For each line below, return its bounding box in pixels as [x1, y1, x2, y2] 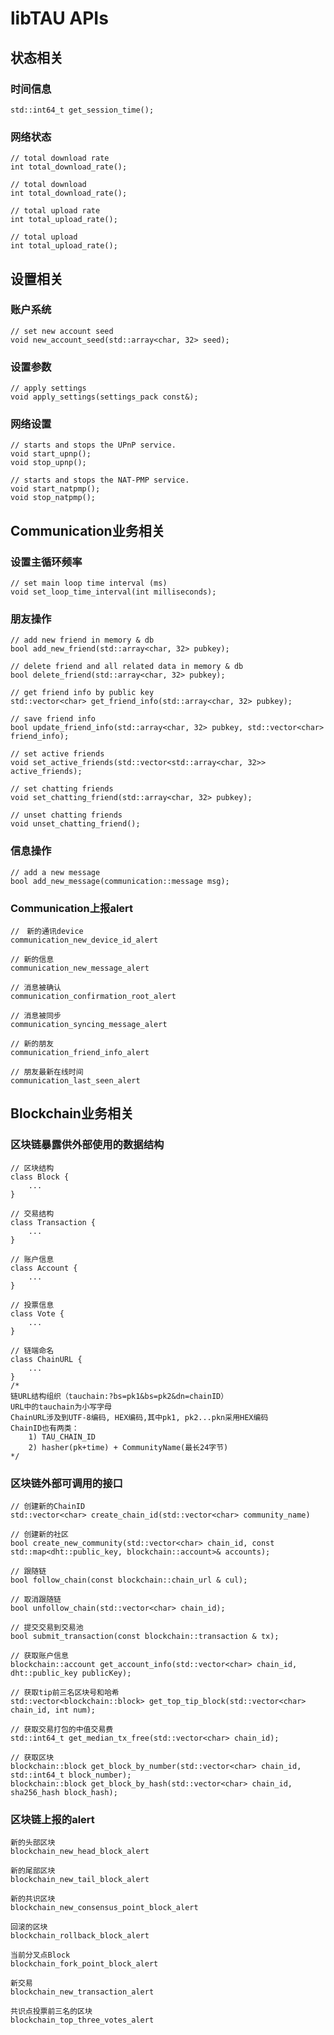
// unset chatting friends [10, 810, 123, 821]
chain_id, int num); [10, 1705, 97, 1716]
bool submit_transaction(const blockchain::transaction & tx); [10, 1632, 280, 1642]
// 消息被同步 [10, 1011, 62, 1021]
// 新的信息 [10, 955, 55, 965]
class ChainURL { [10, 1354, 83, 1364]
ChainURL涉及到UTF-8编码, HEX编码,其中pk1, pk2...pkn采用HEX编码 [10, 1412, 269, 1422]
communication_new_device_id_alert [10, 935, 159, 946]
